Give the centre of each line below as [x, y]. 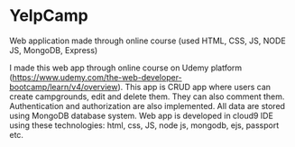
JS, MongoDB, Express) [54, 50]
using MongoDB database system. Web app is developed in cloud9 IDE [141, 115]
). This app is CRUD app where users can [194, 87]
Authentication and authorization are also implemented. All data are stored [147, 106]
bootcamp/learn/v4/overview [64, 87]
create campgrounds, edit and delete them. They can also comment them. [147, 96]
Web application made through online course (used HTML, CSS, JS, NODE [147, 41]
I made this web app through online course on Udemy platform [126, 68]
